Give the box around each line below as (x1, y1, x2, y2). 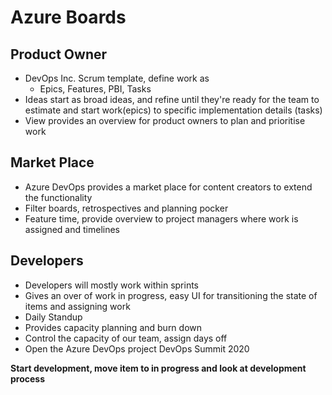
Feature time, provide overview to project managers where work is (24, 212, 299, 225)
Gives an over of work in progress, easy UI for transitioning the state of (24, 289, 318, 301)
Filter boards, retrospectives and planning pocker (24, 202, 229, 214)
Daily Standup (24, 311, 83, 323)
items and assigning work (24, 300, 131, 312)
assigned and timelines (24, 223, 121, 235)
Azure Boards (10, 6, 127, 29)
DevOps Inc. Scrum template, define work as (24, 72, 210, 84)
